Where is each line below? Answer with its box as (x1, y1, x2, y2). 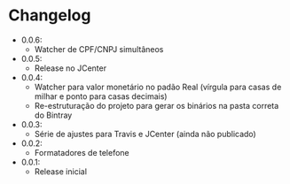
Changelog (8, 5, 91, 26)
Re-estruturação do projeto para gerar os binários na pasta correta (34, 100, 279, 111)
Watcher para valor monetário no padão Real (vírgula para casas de (34, 81, 282, 92)
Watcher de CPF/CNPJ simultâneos (34, 43, 164, 54)
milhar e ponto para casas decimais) (34, 90, 168, 102)
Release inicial (34, 165, 88, 177)
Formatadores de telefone (34, 147, 129, 157)
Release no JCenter (34, 63, 107, 73)
